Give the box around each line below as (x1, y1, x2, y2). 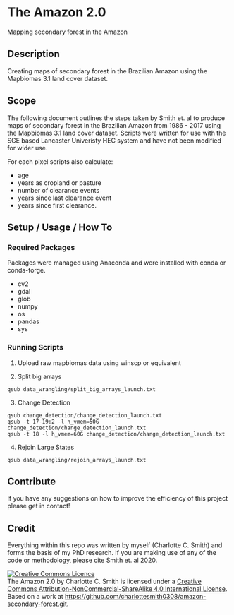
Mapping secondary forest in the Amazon (7, 28, 128, 36)
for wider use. (7, 143, 48, 152)
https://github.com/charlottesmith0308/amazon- (64, 592, 207, 601)
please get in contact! (7, 502, 70, 510)
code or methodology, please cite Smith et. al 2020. (7, 556, 158, 565)
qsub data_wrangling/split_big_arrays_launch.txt (7, 386, 156, 393)
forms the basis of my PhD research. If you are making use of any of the (7, 549, 217, 557)
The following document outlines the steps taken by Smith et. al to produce (7, 114, 226, 122)
